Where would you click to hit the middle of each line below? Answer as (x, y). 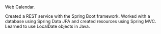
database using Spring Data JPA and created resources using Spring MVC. (80, 21)
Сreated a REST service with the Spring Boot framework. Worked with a (78, 16)
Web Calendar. (20, 7)
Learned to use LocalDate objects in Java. (48, 26)
